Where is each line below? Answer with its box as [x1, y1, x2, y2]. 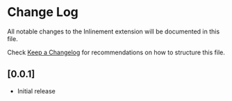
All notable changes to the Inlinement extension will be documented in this [7, 27, 220, 36]
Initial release [17, 86, 56, 95]
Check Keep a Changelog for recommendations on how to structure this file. [7, 48, 226, 56]
